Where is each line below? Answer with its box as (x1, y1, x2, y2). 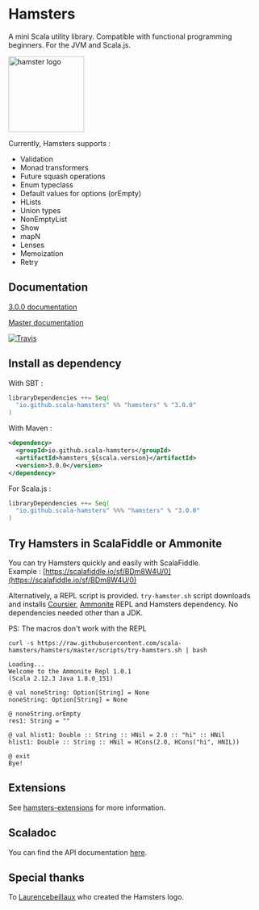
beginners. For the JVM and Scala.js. (8, 40, 132, 49)
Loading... (8, 660, 45, 669)
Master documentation (8, 317, 84, 327)
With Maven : (8, 423, 52, 433)
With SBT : (8, 378, 44, 388)
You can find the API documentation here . (8, 847, 148, 857)
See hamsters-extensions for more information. (8, 803, 166, 812)
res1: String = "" (8, 717, 70, 725)
